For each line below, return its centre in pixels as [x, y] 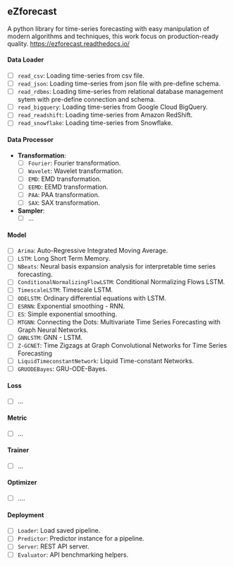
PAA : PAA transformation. [64, 194]
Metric [17, 418]
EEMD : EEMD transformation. [68, 187]
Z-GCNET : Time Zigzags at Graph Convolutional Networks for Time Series [122, 345]
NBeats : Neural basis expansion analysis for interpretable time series [117, 266]
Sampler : [31, 211]
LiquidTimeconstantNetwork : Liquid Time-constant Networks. [106, 360]
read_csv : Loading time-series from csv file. [81, 76]
